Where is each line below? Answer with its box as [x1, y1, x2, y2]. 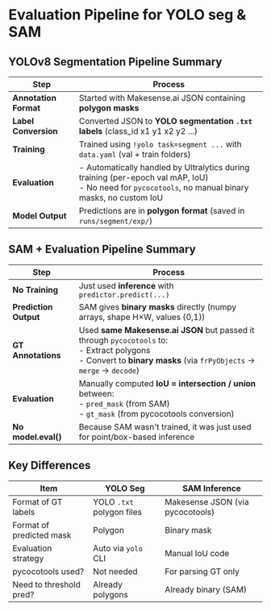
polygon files [92, 506, 143, 517]
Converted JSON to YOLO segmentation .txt [79, 115, 252, 127]
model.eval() [12, 431, 62, 443]
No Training [12, 284, 59, 295]
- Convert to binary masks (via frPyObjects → [78, 355, 256, 366]
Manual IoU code [165, 547, 230, 559]
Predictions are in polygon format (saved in [79, 206, 245, 216]
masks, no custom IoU [79, 192, 164, 203]
